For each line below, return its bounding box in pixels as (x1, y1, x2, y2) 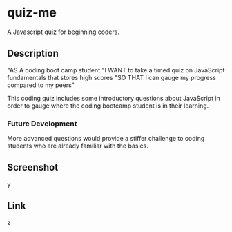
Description (7, 48, 59, 59)
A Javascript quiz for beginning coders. (7, 28, 119, 36)
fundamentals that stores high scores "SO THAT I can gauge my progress (7, 73, 216, 81)
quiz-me (7, 5, 57, 21)
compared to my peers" (7, 81, 75, 89)
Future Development (7, 119, 77, 128)
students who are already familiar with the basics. (7, 142, 148, 150)
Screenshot (7, 162, 59, 173)
